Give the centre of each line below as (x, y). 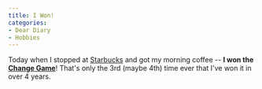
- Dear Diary (30, 30)
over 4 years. (30, 76)
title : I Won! (31, 15)
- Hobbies (24, 37)
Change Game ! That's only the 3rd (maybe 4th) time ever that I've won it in (130, 69)
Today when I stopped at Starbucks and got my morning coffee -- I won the (131, 60)
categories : (28, 23)
